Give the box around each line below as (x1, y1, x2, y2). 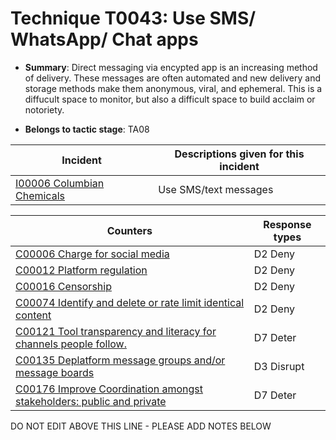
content (15, 308, 52, 322)
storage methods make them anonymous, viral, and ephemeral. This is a (24, 82, 323, 94)
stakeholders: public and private (15, 394, 167, 408)
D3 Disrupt (253, 359, 305, 373)
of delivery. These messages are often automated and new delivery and (24, 72, 322, 84)
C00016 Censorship (15, 279, 112, 293)
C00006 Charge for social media (15, 247, 170, 261)
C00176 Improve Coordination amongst (15, 382, 204, 396)
